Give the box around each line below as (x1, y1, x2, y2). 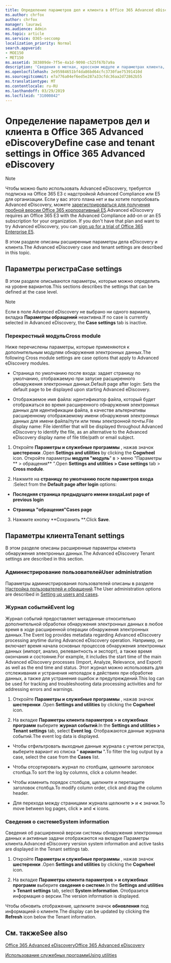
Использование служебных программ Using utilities (5, 952, 117, 958)
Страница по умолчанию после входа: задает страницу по (12, 370, 141, 376)
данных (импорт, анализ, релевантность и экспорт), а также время (5, 648, 152, 654)
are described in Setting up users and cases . (5, 591, 99, 597)
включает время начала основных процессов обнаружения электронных (5, 642, 166, 648)
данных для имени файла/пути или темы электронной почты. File (12, 418, 154, 424)
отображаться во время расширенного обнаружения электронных (12, 402, 159, 408)
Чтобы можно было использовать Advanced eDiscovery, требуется (5, 185, 151, 192)
